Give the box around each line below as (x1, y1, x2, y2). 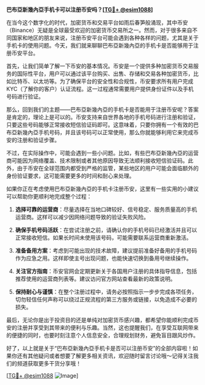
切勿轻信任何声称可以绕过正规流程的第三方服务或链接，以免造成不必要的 (15, 296, 197, 303)
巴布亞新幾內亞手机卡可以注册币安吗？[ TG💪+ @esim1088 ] (6, 6, 154, 13)
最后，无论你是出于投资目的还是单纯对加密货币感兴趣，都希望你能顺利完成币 (6, 317, 199, 323)
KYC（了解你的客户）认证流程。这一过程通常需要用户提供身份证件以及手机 (6, 85, 194, 92)
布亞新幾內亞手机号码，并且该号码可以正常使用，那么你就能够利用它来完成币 (6, 129, 199, 136)
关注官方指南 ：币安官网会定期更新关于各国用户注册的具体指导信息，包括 (15, 268, 197, 275)
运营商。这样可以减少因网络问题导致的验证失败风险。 (15, 214, 149, 220)
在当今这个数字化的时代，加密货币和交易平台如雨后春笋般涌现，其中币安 (6, 19, 188, 26)
